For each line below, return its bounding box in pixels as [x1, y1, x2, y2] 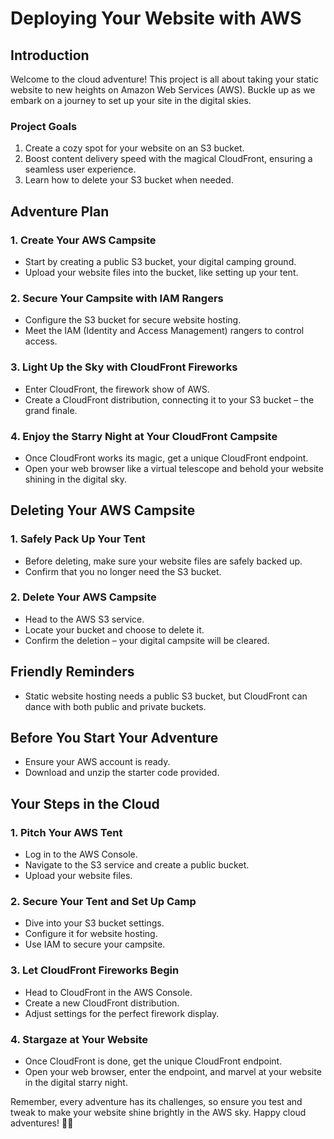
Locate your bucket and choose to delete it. [24, 623, 205, 636]
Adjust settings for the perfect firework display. [24, 1007, 220, 1019]
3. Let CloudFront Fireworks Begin [10, 963, 180, 977]
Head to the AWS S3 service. [24, 613, 145, 625]
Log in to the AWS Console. [24, 848, 138, 861]
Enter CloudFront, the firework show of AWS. [24, 383, 210, 395]
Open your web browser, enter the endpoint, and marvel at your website [24, 1066, 322, 1078]
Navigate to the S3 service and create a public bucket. [24, 859, 250, 871]
